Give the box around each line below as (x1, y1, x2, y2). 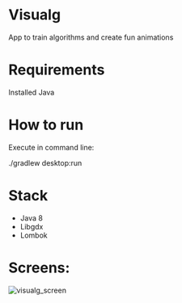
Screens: (8, 259, 70, 276)
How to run (8, 116, 84, 134)
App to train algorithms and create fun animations (8, 32, 174, 42)
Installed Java (8, 87, 55, 97)
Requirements (8, 61, 105, 79)
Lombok (19, 230, 49, 240)
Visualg (8, 6, 61, 24)
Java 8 (19, 213, 43, 223)
